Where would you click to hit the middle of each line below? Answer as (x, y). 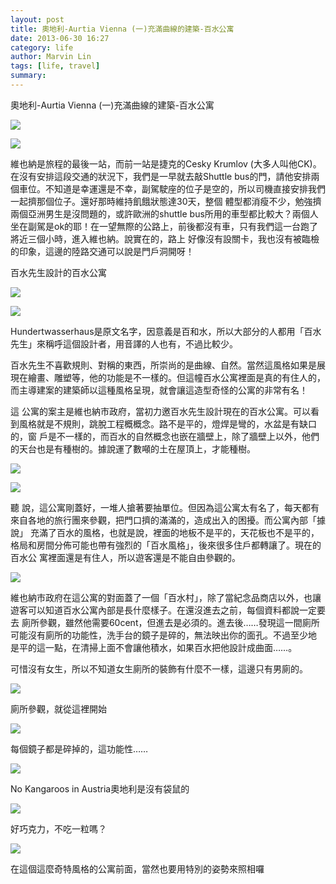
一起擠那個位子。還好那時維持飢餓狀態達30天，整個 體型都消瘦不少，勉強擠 (166, 201)
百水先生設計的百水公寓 (58, 272)
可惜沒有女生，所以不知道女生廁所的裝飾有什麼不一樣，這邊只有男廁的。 (159, 668)
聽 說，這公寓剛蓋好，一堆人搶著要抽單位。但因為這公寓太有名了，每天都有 (165, 507)
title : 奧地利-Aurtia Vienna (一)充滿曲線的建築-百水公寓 (122, 29)
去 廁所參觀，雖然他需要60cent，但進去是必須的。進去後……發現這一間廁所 (165, 622)
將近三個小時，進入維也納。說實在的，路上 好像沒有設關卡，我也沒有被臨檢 (165, 238)
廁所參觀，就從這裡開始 (58, 708)
